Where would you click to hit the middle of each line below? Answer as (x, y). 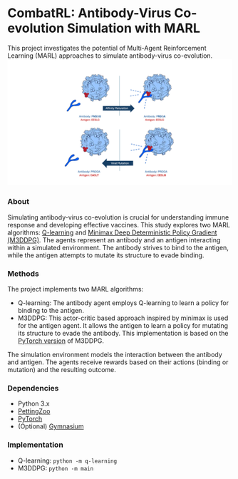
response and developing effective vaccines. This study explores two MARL (119, 225)
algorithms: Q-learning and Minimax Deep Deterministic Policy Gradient (112, 232)
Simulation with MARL (134, 28)
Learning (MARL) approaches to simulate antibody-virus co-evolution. (110, 56)
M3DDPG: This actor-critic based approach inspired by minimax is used (123, 318)
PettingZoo (34, 411)
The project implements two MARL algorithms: (76, 289)
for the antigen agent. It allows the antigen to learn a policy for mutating (123, 326)
